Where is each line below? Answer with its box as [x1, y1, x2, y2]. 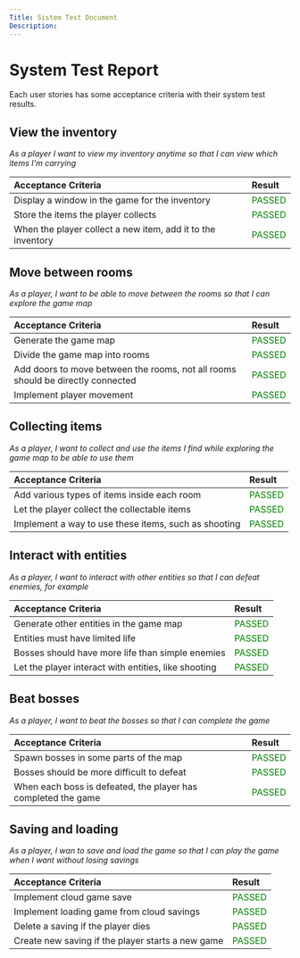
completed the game [13, 791, 101, 804]
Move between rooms [9, 264, 133, 279]
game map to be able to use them [9, 452, 134, 462]
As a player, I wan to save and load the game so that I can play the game [9, 846, 279, 856]
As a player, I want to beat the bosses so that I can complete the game [9, 715, 271, 726]
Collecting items [9, 419, 103, 434]
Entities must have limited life [13, 631, 136, 644]
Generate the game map [13, 334, 116, 346]
